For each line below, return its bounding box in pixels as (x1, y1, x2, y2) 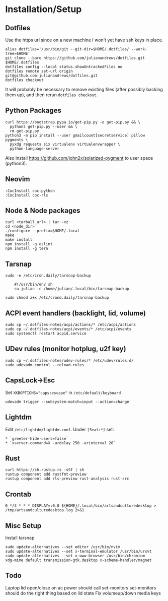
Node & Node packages (5, 207, 80, 215)
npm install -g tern (5, 246, 49, 251)
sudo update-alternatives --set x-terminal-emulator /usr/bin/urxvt (5, 549, 152, 554)
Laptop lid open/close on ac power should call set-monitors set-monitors (5, 584, 156, 590)
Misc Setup (5, 521, 42, 530)
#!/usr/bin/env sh (14, 282, 53, 287)
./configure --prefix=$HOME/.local (5, 228, 80, 234)
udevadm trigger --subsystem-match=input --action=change (5, 399, 129, 404)
